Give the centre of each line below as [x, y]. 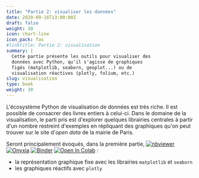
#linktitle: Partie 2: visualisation [53, 46]
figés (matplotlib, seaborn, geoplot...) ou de [72, 67]
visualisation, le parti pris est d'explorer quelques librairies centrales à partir [99, 119]
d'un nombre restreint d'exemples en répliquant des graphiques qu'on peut [99, 126]
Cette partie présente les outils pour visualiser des [81, 56]
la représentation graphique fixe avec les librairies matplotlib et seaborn [104, 162]
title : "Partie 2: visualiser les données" [61, 12]
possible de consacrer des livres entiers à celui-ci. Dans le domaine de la [96, 113]
